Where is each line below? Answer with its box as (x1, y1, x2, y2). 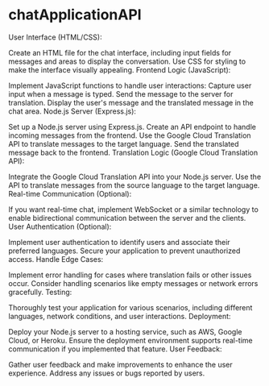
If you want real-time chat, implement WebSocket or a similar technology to (8, 204, 259, 214)
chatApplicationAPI (8, 6, 143, 24)
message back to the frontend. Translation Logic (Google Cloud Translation (8, 147, 259, 157)
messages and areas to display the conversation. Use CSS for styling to (8, 56, 246, 66)
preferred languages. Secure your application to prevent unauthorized (8, 246, 241, 255)
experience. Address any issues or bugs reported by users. (8, 368, 205, 378)
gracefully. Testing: (8, 287, 72, 297)
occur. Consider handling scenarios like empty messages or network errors (8, 278, 259, 288)
